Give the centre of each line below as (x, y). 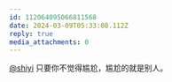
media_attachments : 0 (49, 42)
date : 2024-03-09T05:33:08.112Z (69, 26)
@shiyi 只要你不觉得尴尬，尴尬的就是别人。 (89, 68)
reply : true (31, 34)
